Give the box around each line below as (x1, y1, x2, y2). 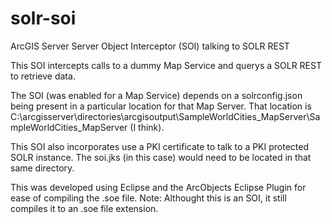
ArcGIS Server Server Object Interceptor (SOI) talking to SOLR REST (10, 40, 290, 52)
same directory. (10, 162, 75, 174)
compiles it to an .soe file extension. (10, 202, 159, 214)
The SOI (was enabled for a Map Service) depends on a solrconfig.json (10, 89, 303, 101)
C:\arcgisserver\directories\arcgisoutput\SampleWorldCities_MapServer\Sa (10, 110, 321, 122)
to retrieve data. (10, 70, 76, 82)
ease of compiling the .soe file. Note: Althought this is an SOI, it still (10, 192, 287, 204)
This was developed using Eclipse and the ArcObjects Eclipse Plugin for (10, 181, 307, 193)
